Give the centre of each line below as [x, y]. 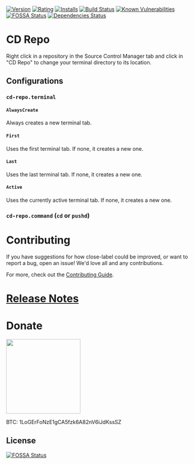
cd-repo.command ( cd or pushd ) [48, 216]
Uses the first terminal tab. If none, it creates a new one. [75, 148]
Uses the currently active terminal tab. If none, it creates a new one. [89, 200]
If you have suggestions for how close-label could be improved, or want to [97, 257]
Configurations [35, 81]
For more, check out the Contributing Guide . [60, 275]
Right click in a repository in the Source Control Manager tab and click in [95, 56]
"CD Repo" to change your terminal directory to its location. [79, 62]
